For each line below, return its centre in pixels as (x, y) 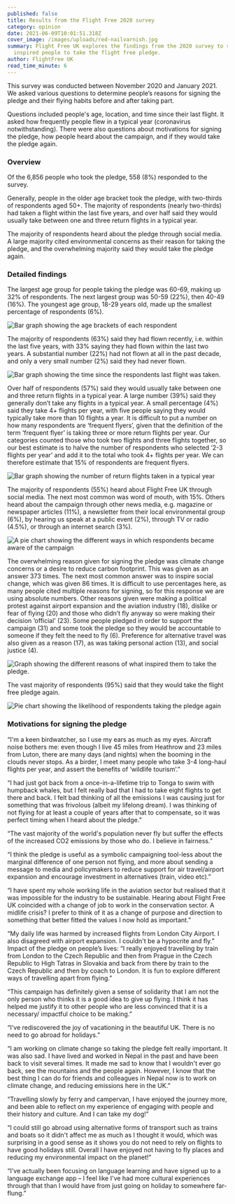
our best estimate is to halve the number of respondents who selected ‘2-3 (115, 447)
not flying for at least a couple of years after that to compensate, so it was (114, 812)
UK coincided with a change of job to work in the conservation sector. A (111, 905)
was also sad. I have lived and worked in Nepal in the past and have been (113, 1056)
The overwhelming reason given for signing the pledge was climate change (116, 561)
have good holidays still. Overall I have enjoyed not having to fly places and (115, 1149)
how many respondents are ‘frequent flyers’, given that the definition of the (115, 425)
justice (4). (23, 650)
